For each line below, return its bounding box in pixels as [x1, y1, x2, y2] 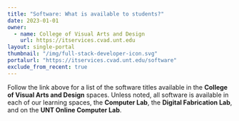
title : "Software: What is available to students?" [7, 10, 164, 18]
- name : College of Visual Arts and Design [14, 30, 145, 38]
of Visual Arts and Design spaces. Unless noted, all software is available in [7, 90, 229, 99]
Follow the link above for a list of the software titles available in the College [7, 83, 228, 91]
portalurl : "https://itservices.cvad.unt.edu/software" [7, 57, 177, 64]
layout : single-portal [7, 43, 75, 51]
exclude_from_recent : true [7, 63, 88, 70]
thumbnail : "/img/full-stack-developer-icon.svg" [7, 51, 158, 58]
